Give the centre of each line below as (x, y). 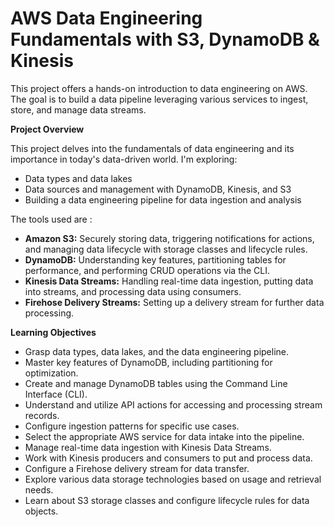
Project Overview (47, 129)
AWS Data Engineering (106, 18)
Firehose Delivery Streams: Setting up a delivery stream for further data (174, 302)
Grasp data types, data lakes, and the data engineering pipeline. (157, 351)
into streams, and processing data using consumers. (133, 291)
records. (42, 415)
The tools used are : (51, 219)
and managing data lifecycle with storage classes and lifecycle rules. (166, 249)
